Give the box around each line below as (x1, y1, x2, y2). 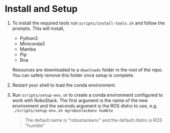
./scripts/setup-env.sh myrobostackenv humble (12, 108, 113, 113)
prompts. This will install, (12, 25, 65, 31)
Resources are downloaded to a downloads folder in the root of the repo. (12, 67, 163, 73)
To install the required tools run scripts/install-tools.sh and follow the (12, 20, 165, 26)
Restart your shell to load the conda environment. (12, 82, 116, 88)
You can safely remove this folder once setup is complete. (12, 72, 135, 78)
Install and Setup (5, 3, 78, 15)
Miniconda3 (19, 40, 45, 46)
